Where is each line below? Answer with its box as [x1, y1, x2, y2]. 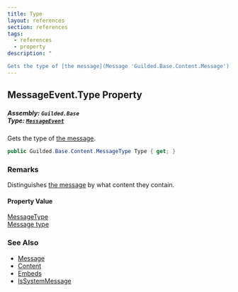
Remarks [7, 164, 39, 174]
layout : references [7, 17, 65, 24]
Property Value [7, 196, 53, 206]
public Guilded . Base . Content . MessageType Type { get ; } [7, 148, 176, 155]
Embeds [17, 269, 42, 277]
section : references [7, 23, 69, 30]
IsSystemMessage [17, 276, 72, 285]
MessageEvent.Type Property [7, 89, 143, 101]
